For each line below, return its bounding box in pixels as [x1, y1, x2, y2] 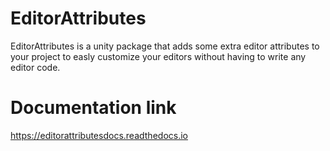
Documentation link [10, 97, 177, 119]
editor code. [10, 61, 61, 73]
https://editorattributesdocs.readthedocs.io [10, 129, 188, 141]
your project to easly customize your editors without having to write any [10, 50, 307, 62]
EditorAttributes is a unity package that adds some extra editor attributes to [10, 40, 320, 52]
